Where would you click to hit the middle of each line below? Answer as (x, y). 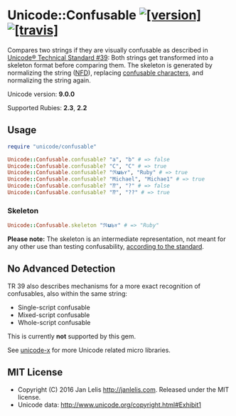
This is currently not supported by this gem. (72, 336)
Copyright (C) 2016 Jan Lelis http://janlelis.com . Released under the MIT (123, 389)
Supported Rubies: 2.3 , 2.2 (47, 107)
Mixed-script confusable (54, 315)
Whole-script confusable (54, 322)
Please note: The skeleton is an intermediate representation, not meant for (117, 239)
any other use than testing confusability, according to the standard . (106, 247)
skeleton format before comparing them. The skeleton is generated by (110, 65)
